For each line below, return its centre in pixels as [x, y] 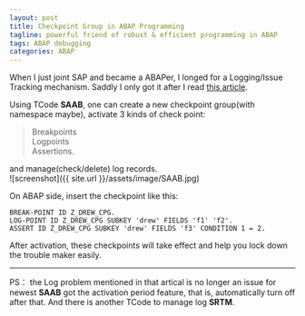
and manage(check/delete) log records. [84, 169]
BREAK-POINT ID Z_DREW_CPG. [63, 213]
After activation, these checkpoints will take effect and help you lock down [149, 245]
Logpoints [50, 142]
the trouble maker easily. [55, 255]
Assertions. [53, 152]
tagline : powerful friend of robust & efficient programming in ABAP [144, 35]
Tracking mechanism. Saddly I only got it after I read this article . [128, 87]
